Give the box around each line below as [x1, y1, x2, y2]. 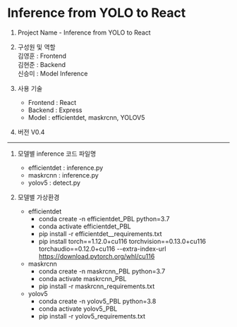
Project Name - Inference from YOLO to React [17, 28, 151, 37]
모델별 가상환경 [17, 192, 60, 202]
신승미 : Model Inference [17, 69, 88, 78]
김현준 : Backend [17, 60, 66, 68]
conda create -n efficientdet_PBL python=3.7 [38, 214, 170, 223]
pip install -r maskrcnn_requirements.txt [38, 282, 155, 290]
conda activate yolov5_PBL [38, 304, 118, 313]
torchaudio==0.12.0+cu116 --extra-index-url [38, 245, 166, 253]
